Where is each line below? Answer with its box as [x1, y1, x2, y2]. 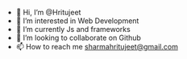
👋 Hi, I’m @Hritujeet [15, 8, 81, 17]
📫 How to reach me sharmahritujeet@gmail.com [15, 42, 179, 51]
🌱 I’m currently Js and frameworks [15, 25, 131, 33]
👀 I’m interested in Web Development [15, 16, 139, 26]
